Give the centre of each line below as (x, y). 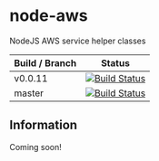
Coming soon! (35, 147)
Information (44, 125)
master (29, 93)
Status (115, 62)
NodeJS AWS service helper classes (78, 41)
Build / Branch (45, 62)
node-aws (49, 16)
